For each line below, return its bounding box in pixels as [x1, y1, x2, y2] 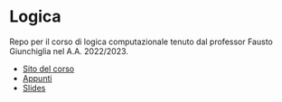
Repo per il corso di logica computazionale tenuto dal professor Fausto [9, 36, 273, 47]
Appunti [22, 72, 52, 83]
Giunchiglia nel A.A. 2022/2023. [9, 45, 129, 56]
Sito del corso [22, 63, 75, 74]
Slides [22, 82, 46, 93]
